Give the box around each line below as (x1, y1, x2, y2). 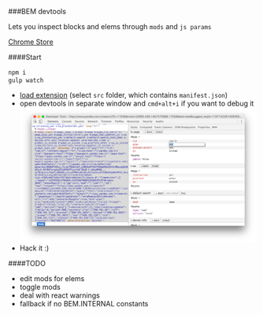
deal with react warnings (19, 291, 100, 300)
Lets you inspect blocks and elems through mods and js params (8, 22, 212, 31)
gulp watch (8, 76, 44, 84)
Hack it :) (19, 243, 50, 253)
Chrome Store (8, 37, 54, 46)
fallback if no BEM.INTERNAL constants (19, 299, 149, 309)
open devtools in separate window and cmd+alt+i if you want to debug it (19, 98, 254, 108)
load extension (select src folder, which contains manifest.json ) (19, 91, 228, 99)
